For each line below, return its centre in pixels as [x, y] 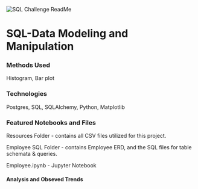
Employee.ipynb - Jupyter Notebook [51, 166]
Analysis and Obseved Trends [45, 179]
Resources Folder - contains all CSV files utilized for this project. [86, 136]
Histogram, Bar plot [30, 78]
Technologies [27, 94]
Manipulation [40, 47]
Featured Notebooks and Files [51, 122]
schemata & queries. [32, 154]
